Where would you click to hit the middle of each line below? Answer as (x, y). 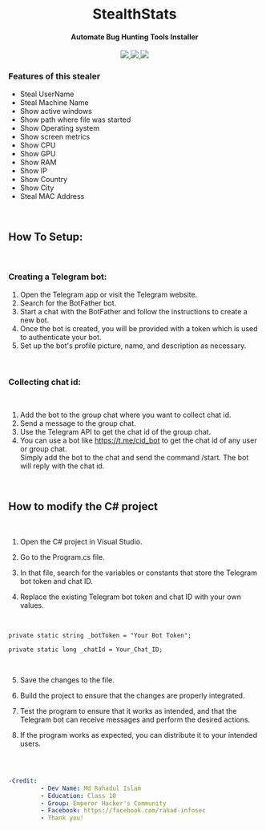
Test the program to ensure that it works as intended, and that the (128, 711)
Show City (37, 188)
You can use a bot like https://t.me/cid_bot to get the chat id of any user (139, 440)
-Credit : (23, 781)
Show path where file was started (75, 119)
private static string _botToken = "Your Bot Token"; (100, 635)
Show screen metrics (55, 136)
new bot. (34, 320)
